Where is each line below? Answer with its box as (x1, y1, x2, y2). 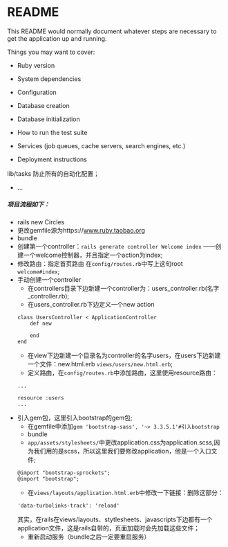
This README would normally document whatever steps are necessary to (7, 27, 217, 35)
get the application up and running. (7, 34, 107, 42)
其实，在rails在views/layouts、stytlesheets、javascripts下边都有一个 (17, 515, 213, 523)
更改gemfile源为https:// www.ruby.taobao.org (17, 226, 145, 234)
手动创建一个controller (17, 275, 82, 284)
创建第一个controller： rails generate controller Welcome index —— (17, 242, 216, 250)
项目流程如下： (7, 200, 50, 208)
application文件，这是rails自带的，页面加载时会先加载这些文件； (17, 523, 200, 532)
